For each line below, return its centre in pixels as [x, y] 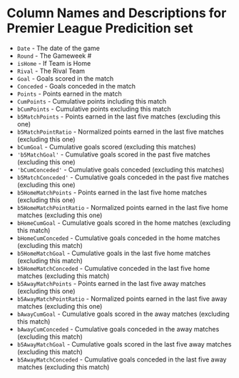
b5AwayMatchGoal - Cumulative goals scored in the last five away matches [124, 344]
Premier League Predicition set [100, 28]
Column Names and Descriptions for [117, 13]
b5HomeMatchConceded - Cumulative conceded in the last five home [113, 268]
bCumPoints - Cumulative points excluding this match [94, 109]
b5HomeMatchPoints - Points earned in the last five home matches [112, 192]
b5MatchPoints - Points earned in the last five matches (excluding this [118, 116]
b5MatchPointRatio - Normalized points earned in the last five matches [120, 131]
